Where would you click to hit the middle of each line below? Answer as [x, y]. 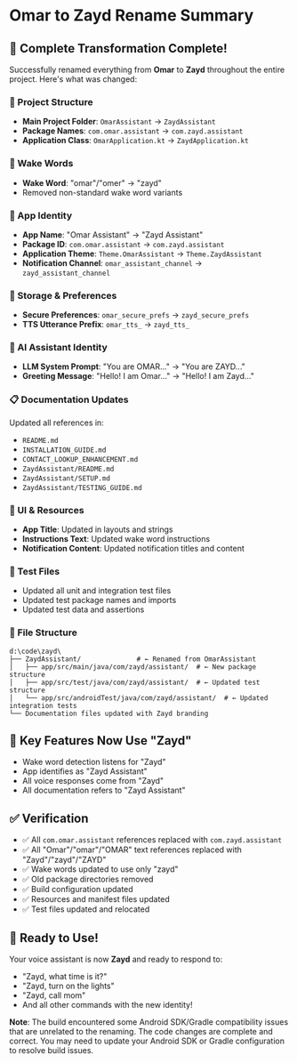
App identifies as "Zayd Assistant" [85, 771]
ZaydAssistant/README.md [68, 469]
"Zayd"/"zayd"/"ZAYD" [64, 860]
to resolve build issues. [52, 1051]
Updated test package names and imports [99, 600]
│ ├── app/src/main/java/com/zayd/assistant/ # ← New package [132, 667]
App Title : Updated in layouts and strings [97, 529]
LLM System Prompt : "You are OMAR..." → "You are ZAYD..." [134, 366]
